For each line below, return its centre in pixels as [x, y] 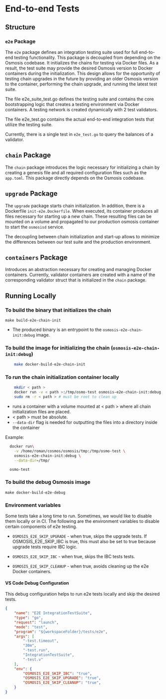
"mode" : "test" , [31, 627]
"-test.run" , [37, 650]
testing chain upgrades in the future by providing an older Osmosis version [82, 78]
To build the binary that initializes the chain [58, 310]
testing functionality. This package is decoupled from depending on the [87, 57]
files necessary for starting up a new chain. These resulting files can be [79, 216]
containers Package [37, 257]
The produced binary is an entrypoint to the [57, 330]
